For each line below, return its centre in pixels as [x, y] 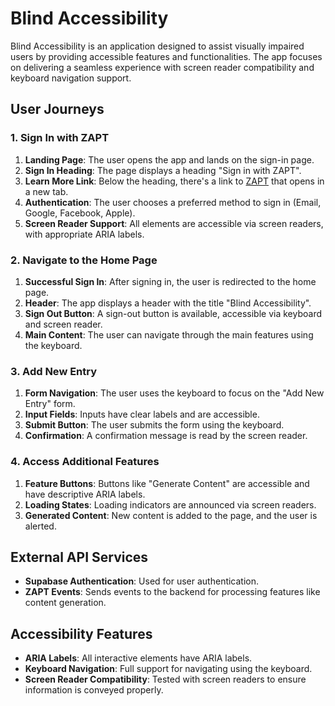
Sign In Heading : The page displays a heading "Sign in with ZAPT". [163, 170]
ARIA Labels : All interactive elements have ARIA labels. [138, 658]
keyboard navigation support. [71, 78]
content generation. [65, 603]
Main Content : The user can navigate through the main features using [169, 334]
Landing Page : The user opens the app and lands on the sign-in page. [169, 159]
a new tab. [46, 191]
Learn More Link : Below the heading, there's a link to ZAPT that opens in [174, 181]
